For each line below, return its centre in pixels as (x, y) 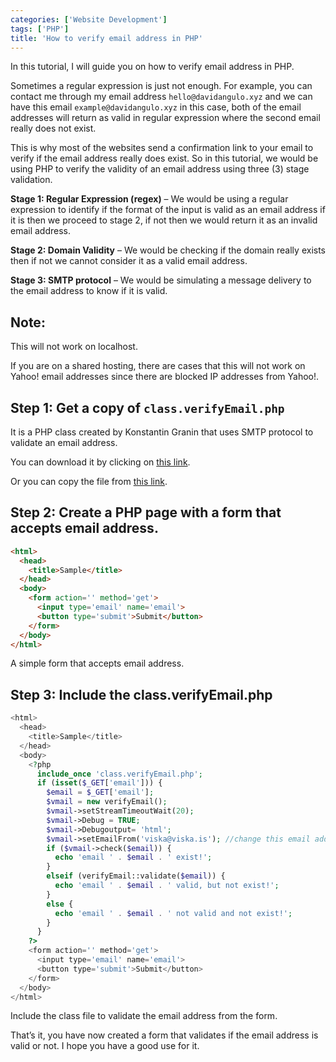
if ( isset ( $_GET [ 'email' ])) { (99, 783)
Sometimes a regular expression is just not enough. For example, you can (161, 86)
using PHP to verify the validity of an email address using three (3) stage (160, 169)
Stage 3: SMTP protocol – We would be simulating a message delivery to (161, 280)
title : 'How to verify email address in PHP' (106, 38)
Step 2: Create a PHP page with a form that (146, 512)
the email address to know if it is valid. (89, 291)
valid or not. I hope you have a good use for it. (105, 1046)
